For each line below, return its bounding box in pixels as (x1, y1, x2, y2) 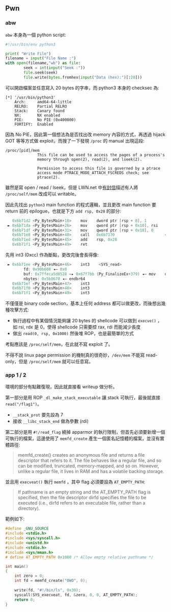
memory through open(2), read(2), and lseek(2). (37, 157, 142, 162)
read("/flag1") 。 (5, 401, 42, 407)
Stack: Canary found (14, 108, 65, 113)
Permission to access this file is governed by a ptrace (37, 166, 160, 171)
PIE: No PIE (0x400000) (14, 117, 76, 122)
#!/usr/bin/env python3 (5, 42, 56, 47)
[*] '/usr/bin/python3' (5, 95, 56, 100)
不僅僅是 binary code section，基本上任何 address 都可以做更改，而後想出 (5, 300, 161, 307)
